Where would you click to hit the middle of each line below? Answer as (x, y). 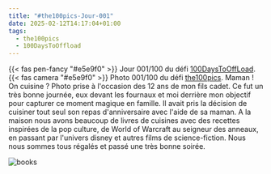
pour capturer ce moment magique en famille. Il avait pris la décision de (128, 104)
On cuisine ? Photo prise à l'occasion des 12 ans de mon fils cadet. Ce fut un (136, 87)
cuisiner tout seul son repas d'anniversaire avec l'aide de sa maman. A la (130, 112)
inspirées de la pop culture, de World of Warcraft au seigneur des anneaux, (133, 129)
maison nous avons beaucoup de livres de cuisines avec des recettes (124, 121)
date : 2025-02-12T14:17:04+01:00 (65, 23)
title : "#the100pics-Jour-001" (61, 16)
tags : (17, 31)
